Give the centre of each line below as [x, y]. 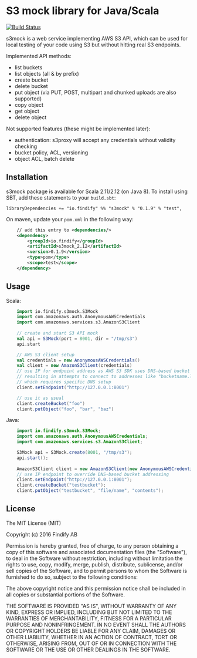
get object [27, 111]
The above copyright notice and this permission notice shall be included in [96, 588]
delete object [30, 117]
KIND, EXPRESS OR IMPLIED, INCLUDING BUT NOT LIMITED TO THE [89, 612]
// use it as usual [40, 398]
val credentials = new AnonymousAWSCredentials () [79, 360]
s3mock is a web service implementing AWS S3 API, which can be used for [97, 38]
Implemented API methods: [39, 56]
